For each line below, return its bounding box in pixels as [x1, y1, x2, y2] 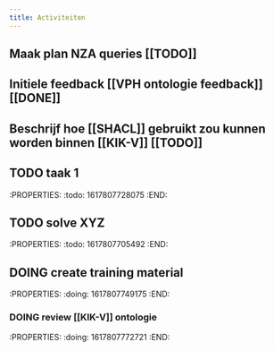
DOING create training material [9, 265, 184, 280]
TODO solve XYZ [9, 216, 105, 230]
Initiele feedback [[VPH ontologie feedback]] [9, 77, 263, 92]
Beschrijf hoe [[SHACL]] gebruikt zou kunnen [9, 121, 266, 136]
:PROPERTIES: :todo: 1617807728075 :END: [9, 189, 168, 200]
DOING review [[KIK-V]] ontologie [9, 311, 158, 323]
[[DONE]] [9, 90, 61, 106]
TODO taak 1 [9, 166, 79, 181]
